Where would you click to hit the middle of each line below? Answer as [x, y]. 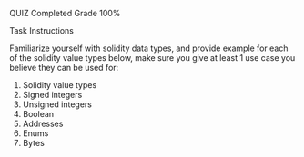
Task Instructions [42, 30]
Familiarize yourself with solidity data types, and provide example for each [149, 48]
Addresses [43, 123]
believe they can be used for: [64, 68]
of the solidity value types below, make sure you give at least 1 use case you [152, 58]
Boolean [38, 114]
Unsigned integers [57, 104]
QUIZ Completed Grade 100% [65, 13]
